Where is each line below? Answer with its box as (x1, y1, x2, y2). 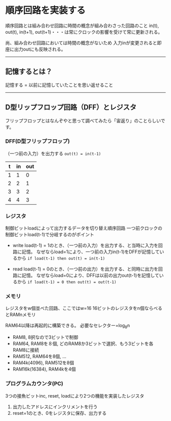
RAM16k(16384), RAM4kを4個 (12, 366, 76, 373)
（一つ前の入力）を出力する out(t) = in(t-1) (5, 150, 101, 156)
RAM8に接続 (12, 347, 39, 353)
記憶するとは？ (5, 67, 52, 76)
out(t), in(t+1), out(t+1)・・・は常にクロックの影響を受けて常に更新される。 (5, 29, 163, 35)
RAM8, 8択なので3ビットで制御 (12, 334, 78, 340)
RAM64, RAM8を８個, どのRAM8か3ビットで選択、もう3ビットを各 (12, 340, 154, 347)
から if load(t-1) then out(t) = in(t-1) (17, 255, 105, 261)
